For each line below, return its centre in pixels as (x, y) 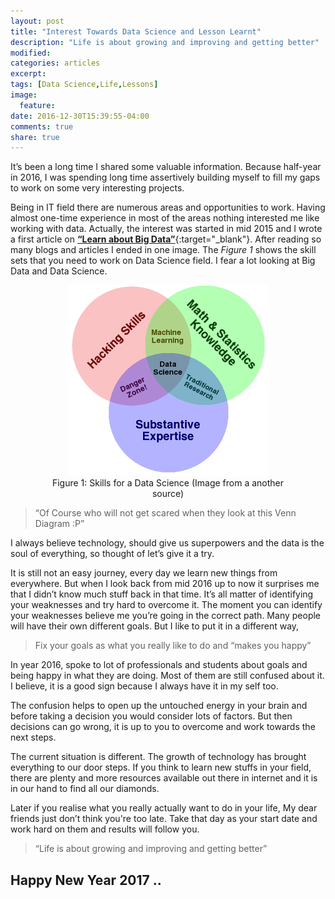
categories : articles (55, 63)
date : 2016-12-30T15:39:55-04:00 (80, 116)
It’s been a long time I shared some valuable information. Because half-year (166, 167)
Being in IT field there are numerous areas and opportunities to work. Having (168, 207)
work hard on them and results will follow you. (105, 829)
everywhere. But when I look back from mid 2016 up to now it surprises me (165, 584)
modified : (31, 53)
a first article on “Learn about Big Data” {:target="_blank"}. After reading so (166, 239)
